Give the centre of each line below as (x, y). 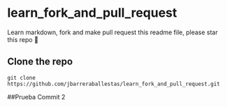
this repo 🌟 (23, 39)
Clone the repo (40, 62)
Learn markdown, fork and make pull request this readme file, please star (112, 32)
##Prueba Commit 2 (36, 97)
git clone (22, 78)
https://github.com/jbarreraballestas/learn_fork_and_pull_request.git (113, 84)
